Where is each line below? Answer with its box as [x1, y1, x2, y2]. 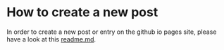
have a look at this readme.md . [6, 35, 97, 43]
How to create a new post [6, 4, 158, 20]
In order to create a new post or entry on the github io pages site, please [6, 27, 217, 36]
